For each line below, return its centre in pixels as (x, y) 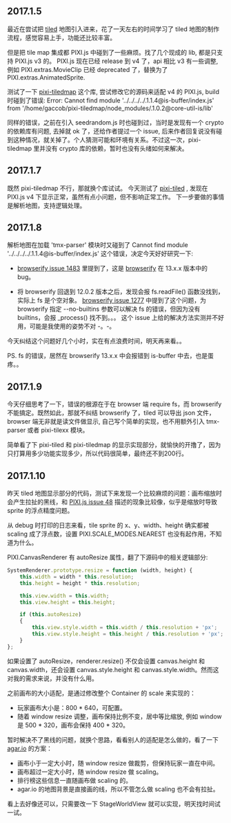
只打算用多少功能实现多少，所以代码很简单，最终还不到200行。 (98, 453)
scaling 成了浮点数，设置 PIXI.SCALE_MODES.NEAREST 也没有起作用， (109, 534)
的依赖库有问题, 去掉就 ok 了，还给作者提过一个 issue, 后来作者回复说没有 (112, 131)
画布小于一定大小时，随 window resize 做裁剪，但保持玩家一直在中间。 (118, 763)
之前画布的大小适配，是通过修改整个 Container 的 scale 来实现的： (102, 693)
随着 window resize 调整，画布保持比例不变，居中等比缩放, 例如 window (119, 716)
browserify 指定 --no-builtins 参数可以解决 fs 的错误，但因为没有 (109, 309)
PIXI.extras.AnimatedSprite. (46, 77)
